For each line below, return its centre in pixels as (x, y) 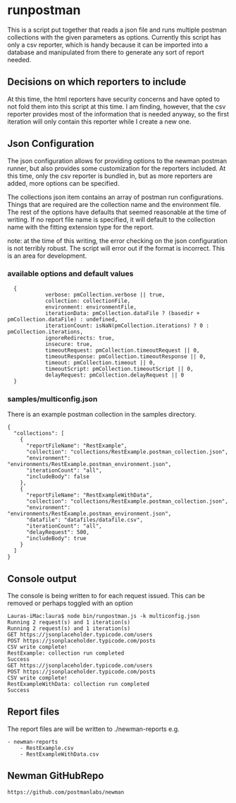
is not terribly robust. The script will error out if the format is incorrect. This (116, 248)
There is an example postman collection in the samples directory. (102, 415)
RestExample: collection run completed (66, 653)
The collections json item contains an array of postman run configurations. (116, 197)
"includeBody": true (56, 539)
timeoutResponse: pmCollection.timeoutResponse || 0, (125, 356)
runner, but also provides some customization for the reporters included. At (117, 168)
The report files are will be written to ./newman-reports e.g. (93, 729)
